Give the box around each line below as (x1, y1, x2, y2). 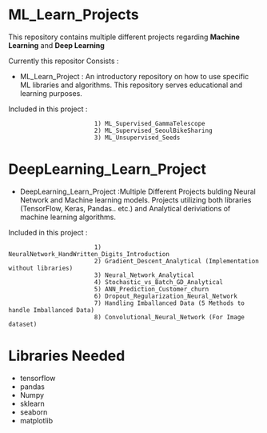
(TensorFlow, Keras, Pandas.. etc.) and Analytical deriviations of (19, 203, 231, 213)
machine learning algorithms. (19, 212, 117, 222)
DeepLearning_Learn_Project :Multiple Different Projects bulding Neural (19, 186, 256, 196)
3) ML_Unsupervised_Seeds (94, 134, 181, 142)
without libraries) (8, 264, 74, 272)
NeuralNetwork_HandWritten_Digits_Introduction (8, 250, 170, 258)
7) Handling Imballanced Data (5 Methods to (94, 299, 245, 307)
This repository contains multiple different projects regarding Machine (8, 32, 240, 42)
